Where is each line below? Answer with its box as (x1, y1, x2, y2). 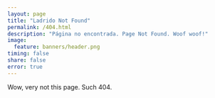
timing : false (7, 50, 50, 58)
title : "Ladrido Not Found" (7, 17, 91, 24)
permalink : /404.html (7, 23, 72, 31)
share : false (7, 57, 46, 64)
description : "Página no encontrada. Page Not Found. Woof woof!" (7, 30, 209, 38)
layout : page (7, 10, 46, 18)
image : (7, 37, 27, 44)
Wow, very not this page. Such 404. (7, 82, 112, 91)
